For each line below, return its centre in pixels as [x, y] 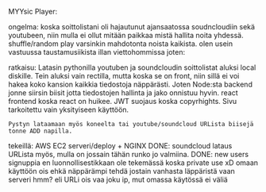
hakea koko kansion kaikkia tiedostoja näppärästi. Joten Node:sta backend [130, 84]
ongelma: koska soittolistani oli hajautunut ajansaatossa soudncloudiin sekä [132, 27]
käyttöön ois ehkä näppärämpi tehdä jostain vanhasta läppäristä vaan [122, 171]
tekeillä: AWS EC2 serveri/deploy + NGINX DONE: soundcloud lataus [120, 146]
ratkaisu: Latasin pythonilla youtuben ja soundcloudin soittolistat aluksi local [132, 67]
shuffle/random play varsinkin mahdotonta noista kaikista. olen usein [120, 44]
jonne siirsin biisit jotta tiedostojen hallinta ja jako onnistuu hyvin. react [123, 93]
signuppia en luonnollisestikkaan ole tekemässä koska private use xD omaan [133, 163]
